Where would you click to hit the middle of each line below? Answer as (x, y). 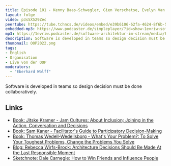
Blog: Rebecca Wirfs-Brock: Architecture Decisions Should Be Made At (87, 147)
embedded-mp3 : (20, 29)
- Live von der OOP (26, 62)
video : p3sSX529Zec (26, 19)
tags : (11, 48)
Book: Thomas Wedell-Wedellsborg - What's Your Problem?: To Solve (85, 136)
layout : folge (20, 15)
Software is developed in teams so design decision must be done (74, 86)
